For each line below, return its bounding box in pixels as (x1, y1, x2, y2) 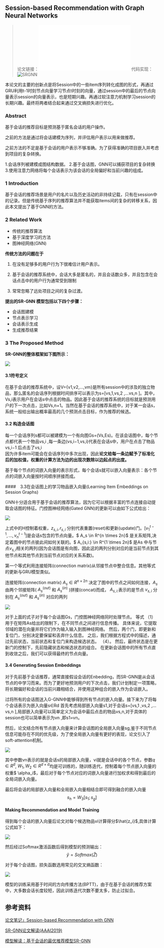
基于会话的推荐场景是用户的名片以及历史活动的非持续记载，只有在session (5, 191, 153, 197)
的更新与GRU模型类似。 (5, 569, 53, 575)
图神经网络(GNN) (12, 240, 47, 246)
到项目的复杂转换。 (5, 151, 44, 157)
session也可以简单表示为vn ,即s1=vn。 (5, 715, 82, 720)
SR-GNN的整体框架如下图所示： (5, 351, 70, 357)
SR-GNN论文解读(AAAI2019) (5, 927, 62, 933)
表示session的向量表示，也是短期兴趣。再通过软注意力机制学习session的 (9, 94, 156, 100)
